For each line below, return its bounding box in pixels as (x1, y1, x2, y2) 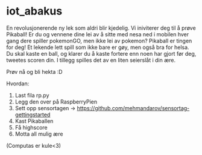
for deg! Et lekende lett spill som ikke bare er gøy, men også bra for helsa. (6, 44, 189, 51)
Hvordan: (6, 80, 30, 87)
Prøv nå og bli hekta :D (6, 68, 63, 75)
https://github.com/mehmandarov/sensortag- (77, 104, 190, 111)
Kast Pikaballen (14, 117, 54, 125)
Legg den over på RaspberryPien (14, 98, 98, 105)
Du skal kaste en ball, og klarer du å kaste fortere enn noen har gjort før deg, (6, 50, 197, 57)
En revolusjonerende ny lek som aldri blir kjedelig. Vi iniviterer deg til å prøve (6, 24, 196, 31)
